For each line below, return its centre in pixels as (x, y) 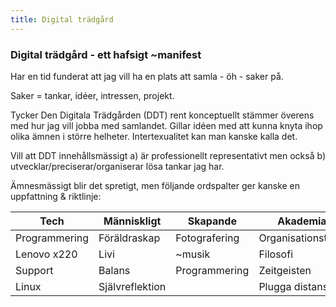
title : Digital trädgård (62, 19)
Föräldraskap (129, 238)
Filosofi (275, 254)
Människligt (132, 221)
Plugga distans (293, 286)
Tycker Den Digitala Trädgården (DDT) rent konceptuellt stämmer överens (162, 115)
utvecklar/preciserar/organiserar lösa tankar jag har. (117, 166)
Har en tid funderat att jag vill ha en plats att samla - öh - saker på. (147, 76)
